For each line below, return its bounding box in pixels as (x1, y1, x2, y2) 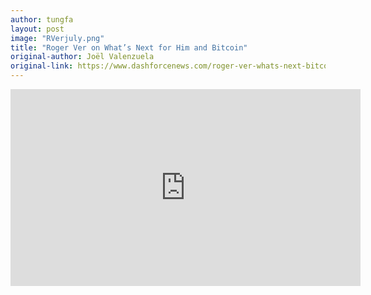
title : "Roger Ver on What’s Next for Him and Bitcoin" (10, 42, 248, 53)
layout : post (10, 24, 65, 34)
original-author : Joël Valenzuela (10, 52, 155, 62)
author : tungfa (10, 14, 74, 25)
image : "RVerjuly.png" (10, 33, 105, 43)
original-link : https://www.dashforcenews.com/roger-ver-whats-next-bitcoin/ (10, 61, 342, 71)
